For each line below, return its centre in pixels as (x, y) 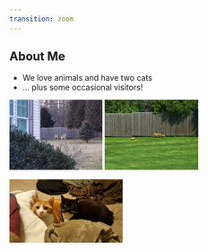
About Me (37, 57)
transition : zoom (42, 19)
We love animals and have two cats (87, 78)
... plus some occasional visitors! (82, 87)
